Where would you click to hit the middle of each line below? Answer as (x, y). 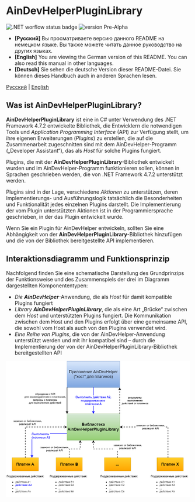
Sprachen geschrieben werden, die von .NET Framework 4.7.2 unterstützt (94, 174)
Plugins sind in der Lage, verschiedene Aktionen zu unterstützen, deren (92, 192)
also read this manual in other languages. (64, 63)
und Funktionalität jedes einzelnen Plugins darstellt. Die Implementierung (93, 204)
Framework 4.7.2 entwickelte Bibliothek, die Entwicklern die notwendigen (94, 125)
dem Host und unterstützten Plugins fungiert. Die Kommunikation (93, 315)
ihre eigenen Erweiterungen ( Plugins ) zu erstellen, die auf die (80, 138)
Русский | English (27, 87)
